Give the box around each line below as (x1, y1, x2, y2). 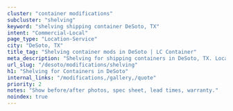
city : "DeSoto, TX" (7, 42, 64, 49)
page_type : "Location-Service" (7, 36, 98, 43)
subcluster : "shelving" (7, 17, 76, 23)
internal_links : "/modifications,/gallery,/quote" (7, 74, 157, 81)
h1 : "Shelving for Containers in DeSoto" (7, 68, 129, 74)
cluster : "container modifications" (7, 10, 113, 17)
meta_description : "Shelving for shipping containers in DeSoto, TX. (7, 55, 213, 62)
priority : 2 (7, 81, 42, 88)
